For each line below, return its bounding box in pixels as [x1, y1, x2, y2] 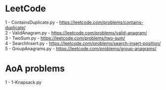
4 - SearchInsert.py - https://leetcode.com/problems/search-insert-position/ [5, 40, 161, 46]
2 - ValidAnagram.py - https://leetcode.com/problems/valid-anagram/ [5, 30, 147, 36]
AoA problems [5, 63, 65, 74]
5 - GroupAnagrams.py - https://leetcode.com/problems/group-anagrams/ [5, 45, 157, 51]
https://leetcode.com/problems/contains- [59, 19, 144, 25]
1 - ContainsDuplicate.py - [5, 19, 58, 25]
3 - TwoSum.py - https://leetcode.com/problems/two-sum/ [5, 35, 125, 41]
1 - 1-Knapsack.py [5, 79, 42, 85]
